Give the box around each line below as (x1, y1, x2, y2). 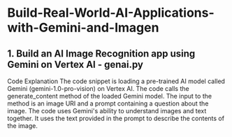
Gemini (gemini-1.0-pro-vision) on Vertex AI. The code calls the (7, 85, 190, 92)
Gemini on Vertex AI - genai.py (7, 58, 143, 71)
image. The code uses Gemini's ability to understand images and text (7, 107, 207, 115)
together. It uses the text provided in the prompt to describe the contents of (7, 114, 225, 122)
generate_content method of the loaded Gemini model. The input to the (7, 92, 212, 100)
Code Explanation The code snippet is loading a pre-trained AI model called (7, 77, 226, 85)
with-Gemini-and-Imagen (7, 20, 159, 36)
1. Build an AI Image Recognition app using (7, 48, 196, 59)
